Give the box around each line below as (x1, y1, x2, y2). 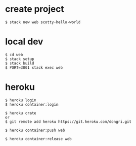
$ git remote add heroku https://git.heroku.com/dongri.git (5, 119, 132, 124)
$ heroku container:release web (5, 136, 72, 141)
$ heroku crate (5, 111, 37, 116)
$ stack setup (5, 57, 35, 61)
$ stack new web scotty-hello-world (5, 20, 81, 25)
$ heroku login (5, 97, 37, 103)
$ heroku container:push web (5, 128, 65, 133)
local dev (5, 36, 44, 47)
